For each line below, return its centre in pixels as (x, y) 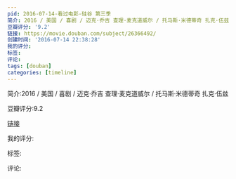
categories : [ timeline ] (42, 72)
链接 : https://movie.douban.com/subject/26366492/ (82, 33)
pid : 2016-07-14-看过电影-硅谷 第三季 (59, 14)
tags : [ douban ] (29, 66)
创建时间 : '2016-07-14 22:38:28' (54, 40)
